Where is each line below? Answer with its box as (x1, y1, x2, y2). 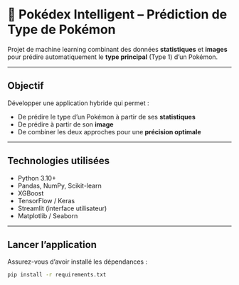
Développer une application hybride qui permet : (7, 99, 149, 107)
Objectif (7, 80, 44, 92)
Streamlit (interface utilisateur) (17, 204, 107, 213)
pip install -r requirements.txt (7, 271, 107, 279)
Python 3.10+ (17, 173, 57, 182)
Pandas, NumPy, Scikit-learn (17, 181, 102, 190)
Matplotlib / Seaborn (17, 211, 78, 220)
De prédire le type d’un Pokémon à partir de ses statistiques (17, 112, 196, 121)
